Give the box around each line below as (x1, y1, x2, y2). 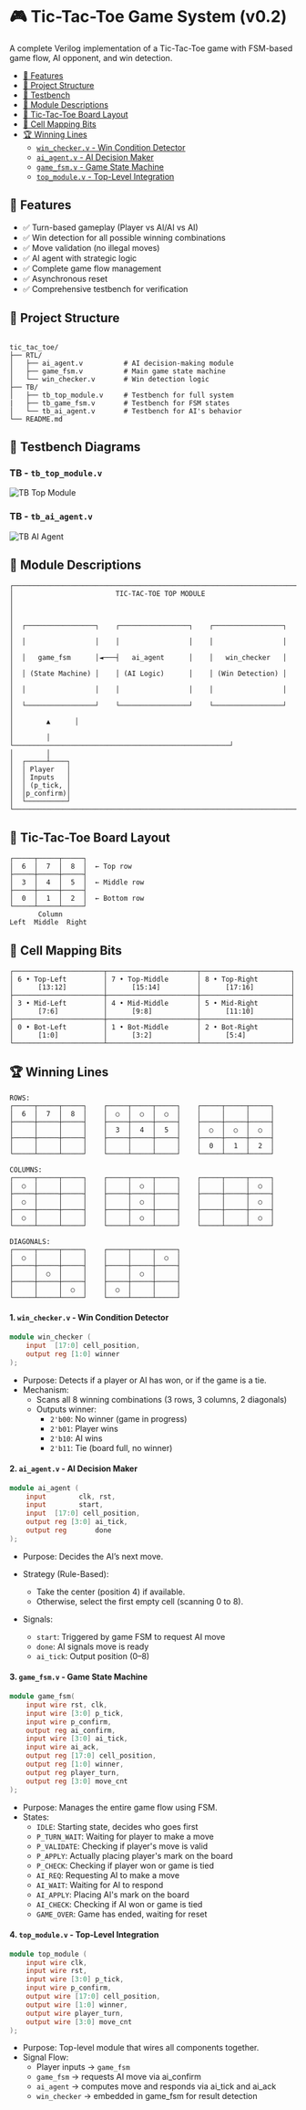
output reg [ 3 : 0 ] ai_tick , (25, 1518, 128, 1527)
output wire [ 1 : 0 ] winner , (25, 2000, 128, 2010)
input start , (25, 1500, 104, 1509)
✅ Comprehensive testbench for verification (22, 283, 189, 294)
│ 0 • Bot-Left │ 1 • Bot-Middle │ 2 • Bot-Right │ (9, 1022, 296, 1031)
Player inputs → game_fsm (36, 2062, 130, 2073)
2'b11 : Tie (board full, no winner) (49, 1442, 173, 1453)
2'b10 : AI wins (49, 1433, 103, 1444)
